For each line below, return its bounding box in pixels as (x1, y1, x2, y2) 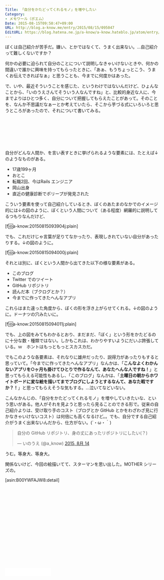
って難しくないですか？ (5, 50, 52, 56)
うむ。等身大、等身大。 (5, 451, 52, 457)
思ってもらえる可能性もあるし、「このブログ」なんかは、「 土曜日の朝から (5, 372, 150, 378)
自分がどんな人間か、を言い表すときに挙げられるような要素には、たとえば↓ (5, 150, 159, 156)
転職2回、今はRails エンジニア (12, 179, 73, 184)
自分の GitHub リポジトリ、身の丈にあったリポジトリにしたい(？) (17, 430, 148, 436)
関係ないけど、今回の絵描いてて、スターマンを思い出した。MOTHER (5, 461, 143, 467)
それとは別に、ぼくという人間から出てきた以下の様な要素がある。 (5, 260, 138, 266)
